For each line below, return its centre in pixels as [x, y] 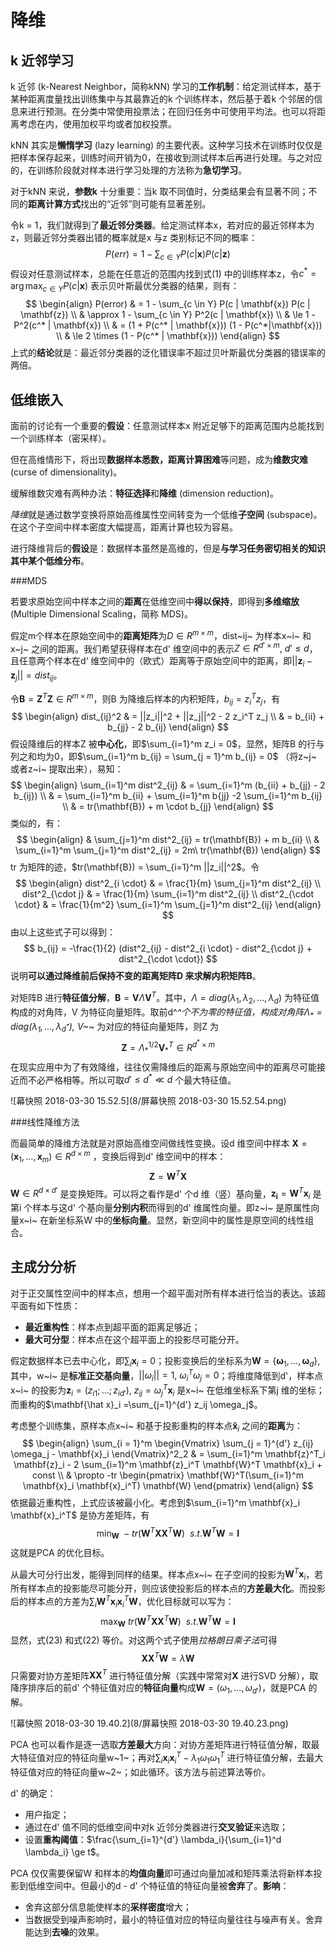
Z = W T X [168, 1175]
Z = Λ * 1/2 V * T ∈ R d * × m [168, 1047]
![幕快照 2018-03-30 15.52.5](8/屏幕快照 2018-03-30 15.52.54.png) [148, 1101]
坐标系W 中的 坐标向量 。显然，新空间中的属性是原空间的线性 [181, 1220]
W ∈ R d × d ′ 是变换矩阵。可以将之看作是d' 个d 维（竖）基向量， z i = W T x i [160, 1194]
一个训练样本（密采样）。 [61, 438]
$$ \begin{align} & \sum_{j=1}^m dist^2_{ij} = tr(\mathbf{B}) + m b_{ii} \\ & [168, 840]
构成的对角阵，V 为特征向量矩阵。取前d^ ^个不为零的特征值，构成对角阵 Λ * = [166, 1013]
